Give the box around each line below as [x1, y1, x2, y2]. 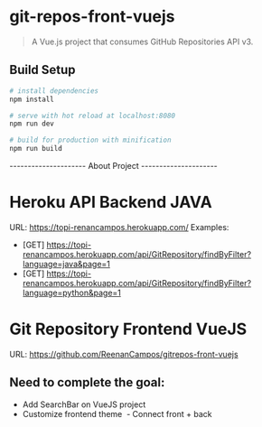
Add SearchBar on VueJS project [22, 399, 146, 410]
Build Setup [9, 62, 76, 78]
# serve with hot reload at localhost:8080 [9, 111, 176, 120]
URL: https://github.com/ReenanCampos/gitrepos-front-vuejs [9, 348, 239, 359]
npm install [9, 95, 54, 104]
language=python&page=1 [22, 287, 122, 298]
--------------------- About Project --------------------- [9, 161, 219, 171]
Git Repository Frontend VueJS [9, 319, 248, 339]
